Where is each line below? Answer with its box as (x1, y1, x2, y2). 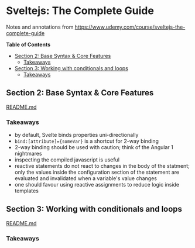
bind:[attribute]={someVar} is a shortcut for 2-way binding (14, 137, 159, 144)
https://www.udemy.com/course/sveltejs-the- (74, 23, 186, 30)
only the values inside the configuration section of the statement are (14, 168, 180, 176)
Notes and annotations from (6, 23, 74, 30)
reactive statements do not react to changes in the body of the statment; (14, 163, 190, 170)
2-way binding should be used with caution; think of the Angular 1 (14, 144, 174, 151)
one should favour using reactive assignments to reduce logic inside (14, 181, 180, 188)
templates (14, 187, 39, 194)
